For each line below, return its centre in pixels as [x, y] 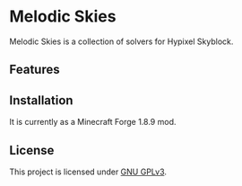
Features [35, 70]
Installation [41, 100]
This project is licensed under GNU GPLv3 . [88, 172]
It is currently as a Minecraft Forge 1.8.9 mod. [93, 122]
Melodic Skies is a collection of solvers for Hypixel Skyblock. [121, 41]
